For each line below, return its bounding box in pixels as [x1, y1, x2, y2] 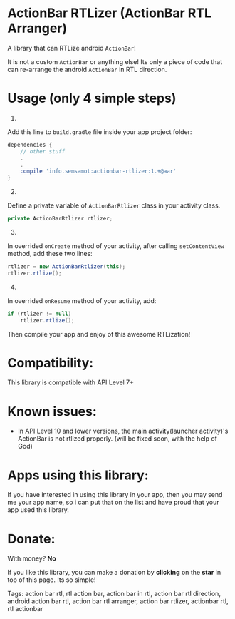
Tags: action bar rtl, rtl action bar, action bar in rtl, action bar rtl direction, [7, 590, 221, 598]
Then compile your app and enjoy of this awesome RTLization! [7, 329, 191, 338]
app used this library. [7, 506, 70, 514]
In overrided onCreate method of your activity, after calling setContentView [7, 242, 224, 250]
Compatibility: [7, 354, 94, 371]
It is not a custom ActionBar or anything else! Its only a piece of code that [7, 57, 223, 66]
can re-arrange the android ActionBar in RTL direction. [7, 65, 167, 73]
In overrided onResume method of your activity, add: [7, 296, 157, 305]
